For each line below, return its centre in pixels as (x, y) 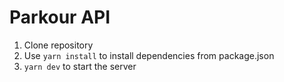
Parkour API (60, 17)
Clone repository (58, 45)
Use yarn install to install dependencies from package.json (149, 55)
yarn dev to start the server (80, 66)
